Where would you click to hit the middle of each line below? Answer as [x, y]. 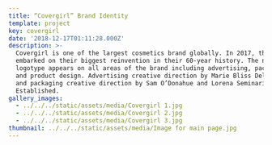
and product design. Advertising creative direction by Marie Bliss [134, 76]
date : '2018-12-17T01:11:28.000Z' [67, 38]
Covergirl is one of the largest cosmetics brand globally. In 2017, [135, 53]
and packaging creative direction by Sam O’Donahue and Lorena [124, 83]
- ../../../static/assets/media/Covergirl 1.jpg [99, 106]
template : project [39, 23]
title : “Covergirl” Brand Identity [68, 16]
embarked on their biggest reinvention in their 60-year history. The [137, 61]
